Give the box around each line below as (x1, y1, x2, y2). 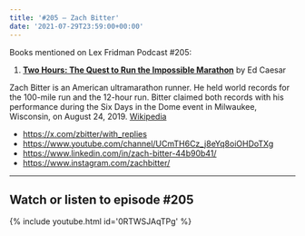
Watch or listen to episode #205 (9, 192, 194, 207)
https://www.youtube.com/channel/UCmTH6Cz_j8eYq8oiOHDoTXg (22, 138, 274, 149)
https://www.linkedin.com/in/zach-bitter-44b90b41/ (22, 147, 217, 159)
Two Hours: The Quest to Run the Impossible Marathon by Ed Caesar (22, 64, 287, 75)
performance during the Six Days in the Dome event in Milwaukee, (9, 101, 257, 112)
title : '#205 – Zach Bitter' (9, 13, 120, 23)
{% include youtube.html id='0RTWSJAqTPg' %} (9, 216, 192, 227)
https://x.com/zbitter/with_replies (22, 128, 148, 139)
